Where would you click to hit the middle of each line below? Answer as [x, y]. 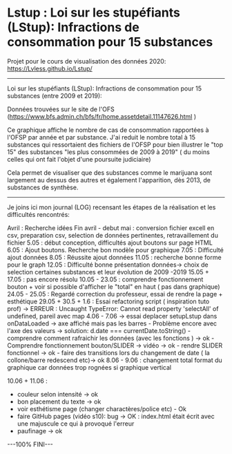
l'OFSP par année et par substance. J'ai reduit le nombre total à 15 [101, 137]
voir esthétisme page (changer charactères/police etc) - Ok [101, 408]
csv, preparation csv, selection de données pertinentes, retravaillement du [113, 235]
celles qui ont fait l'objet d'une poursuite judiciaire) [79, 159]
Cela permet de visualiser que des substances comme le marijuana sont [110, 172]
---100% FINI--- [30, 444]
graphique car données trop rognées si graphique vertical [89, 367]
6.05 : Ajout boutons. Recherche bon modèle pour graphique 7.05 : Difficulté [116, 249]
